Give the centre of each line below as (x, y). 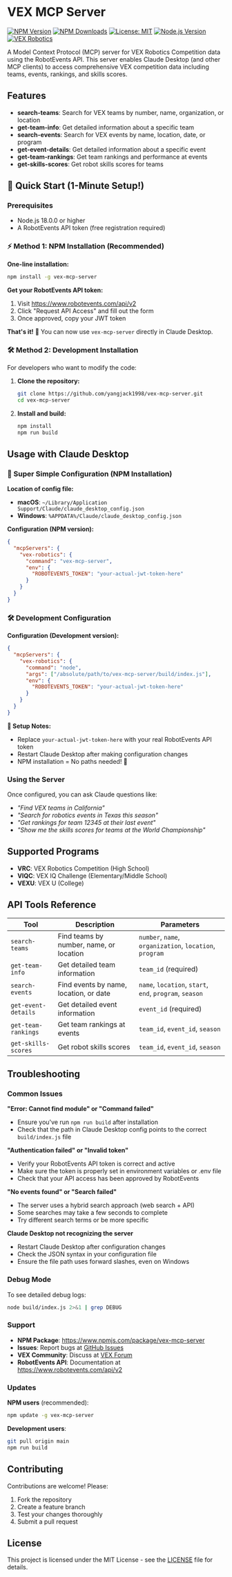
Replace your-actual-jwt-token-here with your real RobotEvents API (114, 739)
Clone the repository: (48, 381)
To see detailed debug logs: (47, 1294)
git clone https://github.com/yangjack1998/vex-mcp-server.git (110, 393)
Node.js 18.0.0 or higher (51, 221)
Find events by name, (93, 984)
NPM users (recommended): (48, 1402)
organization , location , (177, 945)
